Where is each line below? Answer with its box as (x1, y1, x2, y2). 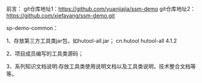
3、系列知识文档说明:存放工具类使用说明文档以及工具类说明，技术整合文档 (6, 63, 191, 70)
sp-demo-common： (6, 25, 58, 31)
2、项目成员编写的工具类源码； (6, 50, 84, 57)
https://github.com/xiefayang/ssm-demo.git (6, 12, 115, 19)
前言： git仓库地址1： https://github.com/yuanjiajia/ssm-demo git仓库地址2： (6, 5, 196, 12)
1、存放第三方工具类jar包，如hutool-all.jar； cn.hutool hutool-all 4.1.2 (6, 37, 177, 44)
